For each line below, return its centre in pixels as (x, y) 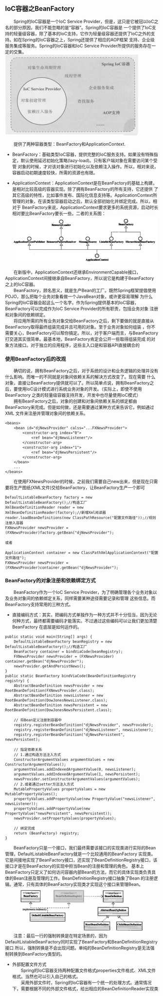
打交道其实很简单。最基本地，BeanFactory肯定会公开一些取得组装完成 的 (78, 339)
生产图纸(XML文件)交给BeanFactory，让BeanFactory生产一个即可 (79, 487)
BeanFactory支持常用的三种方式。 (39, 604)
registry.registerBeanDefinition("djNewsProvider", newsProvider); (83, 725)
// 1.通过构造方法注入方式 (37, 755)
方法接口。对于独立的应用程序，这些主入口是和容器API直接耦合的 (74, 345)
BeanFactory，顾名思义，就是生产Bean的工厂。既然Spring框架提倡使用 (85, 291)
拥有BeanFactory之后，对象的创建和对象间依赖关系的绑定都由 (75, 401)
